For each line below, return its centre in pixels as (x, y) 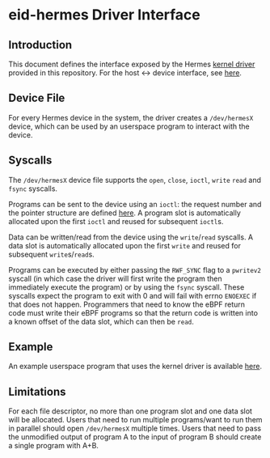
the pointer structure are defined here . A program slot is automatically (124, 213)
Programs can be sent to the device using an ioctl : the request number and (135, 204)
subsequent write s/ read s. (51, 254)
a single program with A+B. (54, 446)
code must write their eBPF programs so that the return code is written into (133, 312)
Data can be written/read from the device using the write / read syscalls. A (131, 237)
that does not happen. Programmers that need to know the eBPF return (127, 304)
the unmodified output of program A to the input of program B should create (135, 437)
